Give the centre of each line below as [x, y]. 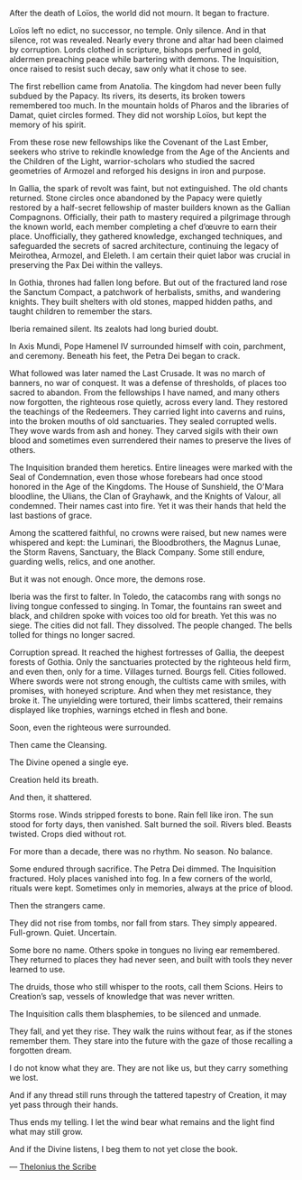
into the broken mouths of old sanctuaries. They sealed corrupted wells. [143, 421]
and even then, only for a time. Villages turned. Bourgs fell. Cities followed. [148, 672]
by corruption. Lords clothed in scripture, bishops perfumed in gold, [135, 50]
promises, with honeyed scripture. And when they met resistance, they [141, 691]
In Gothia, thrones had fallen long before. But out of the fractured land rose [148, 282]
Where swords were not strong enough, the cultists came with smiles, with [148, 681]
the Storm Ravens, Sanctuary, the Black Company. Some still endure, [137, 552]
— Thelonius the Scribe [53, 1166]
